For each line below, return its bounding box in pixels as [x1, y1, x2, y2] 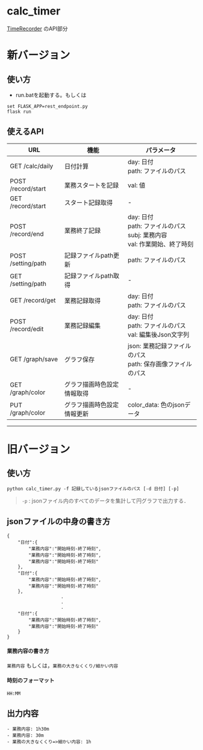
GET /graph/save [10, 355, 58, 363]
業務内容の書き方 [7, 647, 49, 655]
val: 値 [127, 181, 146, 189]
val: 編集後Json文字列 [127, 330, 189, 338]
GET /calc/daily [10, 162, 54, 170]
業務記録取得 [64, 296, 101, 305]
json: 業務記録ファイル [127, 342, 192, 350]
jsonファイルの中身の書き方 [7, 516, 111, 527]
